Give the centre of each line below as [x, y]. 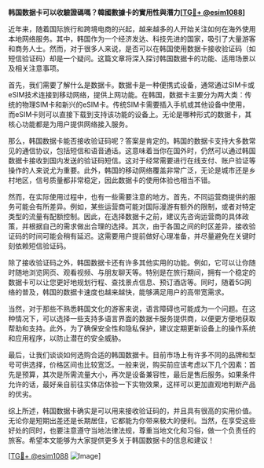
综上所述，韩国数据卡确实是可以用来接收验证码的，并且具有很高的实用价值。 [132, 411]
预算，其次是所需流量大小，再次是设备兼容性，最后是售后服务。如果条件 [139, 375]
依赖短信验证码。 [42, 246]
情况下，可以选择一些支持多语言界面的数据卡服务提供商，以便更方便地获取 [135, 318]
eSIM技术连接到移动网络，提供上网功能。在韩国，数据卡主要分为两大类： [126, 95]
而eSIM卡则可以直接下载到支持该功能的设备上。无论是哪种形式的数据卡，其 [130, 114]
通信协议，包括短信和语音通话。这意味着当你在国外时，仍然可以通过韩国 [139, 151]
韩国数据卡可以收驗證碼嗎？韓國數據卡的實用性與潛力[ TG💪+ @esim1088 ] [127, 12]
